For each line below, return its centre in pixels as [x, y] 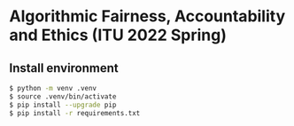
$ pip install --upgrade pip [63, 105]
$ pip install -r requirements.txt [75, 113]
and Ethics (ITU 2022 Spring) [118, 35]
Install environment [64, 68]
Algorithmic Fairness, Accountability [147, 16]
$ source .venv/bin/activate [63, 96]
